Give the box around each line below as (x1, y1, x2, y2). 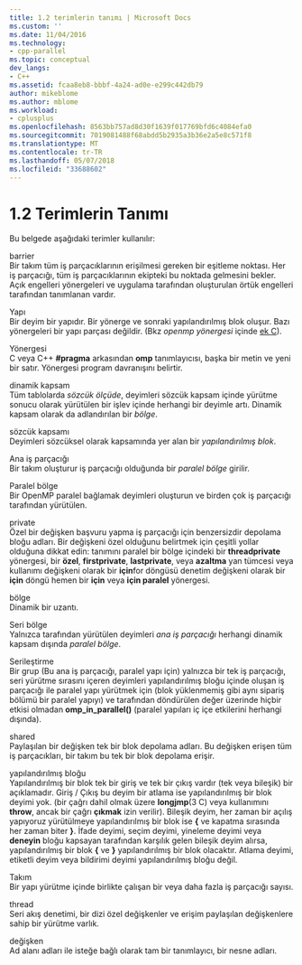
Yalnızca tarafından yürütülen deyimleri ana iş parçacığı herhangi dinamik (9, 629, 283, 640)
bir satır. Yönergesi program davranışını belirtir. (9, 362, 183, 373)
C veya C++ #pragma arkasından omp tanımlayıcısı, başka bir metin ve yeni (9, 353, 291, 364)
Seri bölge (9, 620, 48, 631)
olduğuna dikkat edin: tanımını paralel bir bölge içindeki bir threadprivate (9, 546, 281, 557)
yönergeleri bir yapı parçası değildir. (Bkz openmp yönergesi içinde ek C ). (9, 326, 282, 337)
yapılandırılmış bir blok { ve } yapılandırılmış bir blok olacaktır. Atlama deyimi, (9, 845, 294, 856)
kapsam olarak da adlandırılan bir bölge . (9, 408, 158, 420)
